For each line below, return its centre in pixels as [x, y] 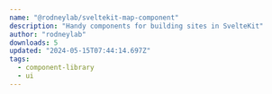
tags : [19, 59]
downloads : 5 [34, 43]
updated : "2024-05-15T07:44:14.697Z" [80, 51]
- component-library [56, 68]
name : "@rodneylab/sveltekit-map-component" [94, 17]
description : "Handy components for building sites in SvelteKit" [136, 26]
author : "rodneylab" [48, 34]
